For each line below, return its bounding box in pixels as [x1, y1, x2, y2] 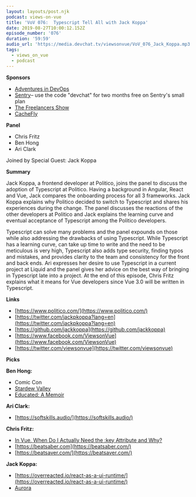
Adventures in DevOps [14, 85, 69, 92]
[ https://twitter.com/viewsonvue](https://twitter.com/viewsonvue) [14, 344, 173, 351]
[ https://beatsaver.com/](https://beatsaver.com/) [14, 449, 133, 456]
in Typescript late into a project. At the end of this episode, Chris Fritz [6, 272, 174, 279]
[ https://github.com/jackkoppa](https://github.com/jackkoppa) [14, 326, 165, 333]
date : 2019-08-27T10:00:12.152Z [6, 25, 85, 31]
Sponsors [6, 74, 31, 81]
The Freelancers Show [14, 104, 69, 111]
